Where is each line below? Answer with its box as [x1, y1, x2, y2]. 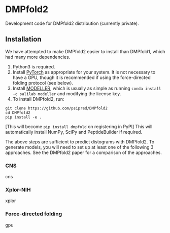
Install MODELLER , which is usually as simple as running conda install [12, 85, 161, 91]
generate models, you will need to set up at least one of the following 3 [5, 144, 154, 150]
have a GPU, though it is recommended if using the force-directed [12, 74, 151, 81]
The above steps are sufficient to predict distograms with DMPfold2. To [5, 138, 155, 145]
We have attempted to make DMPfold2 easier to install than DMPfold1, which [5, 48, 165, 54]
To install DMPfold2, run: [12, 96, 64, 102]
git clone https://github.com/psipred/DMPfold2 [5, 105, 108, 111]
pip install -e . [5, 114, 42, 120]
